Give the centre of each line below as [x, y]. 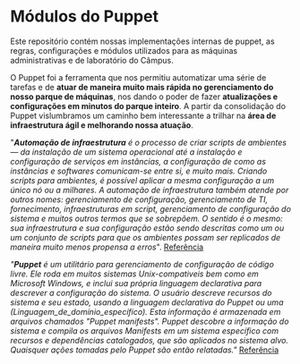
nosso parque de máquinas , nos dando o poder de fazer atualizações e [144, 97]
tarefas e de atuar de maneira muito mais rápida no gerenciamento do [142, 87]
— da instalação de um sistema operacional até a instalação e [126, 152]
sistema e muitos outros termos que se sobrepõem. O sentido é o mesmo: [146, 218]
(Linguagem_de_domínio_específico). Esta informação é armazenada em [146, 311]
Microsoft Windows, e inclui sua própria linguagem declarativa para [136, 283]
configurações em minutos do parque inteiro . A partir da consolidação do [148, 106]
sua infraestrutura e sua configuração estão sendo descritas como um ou [147, 228]
